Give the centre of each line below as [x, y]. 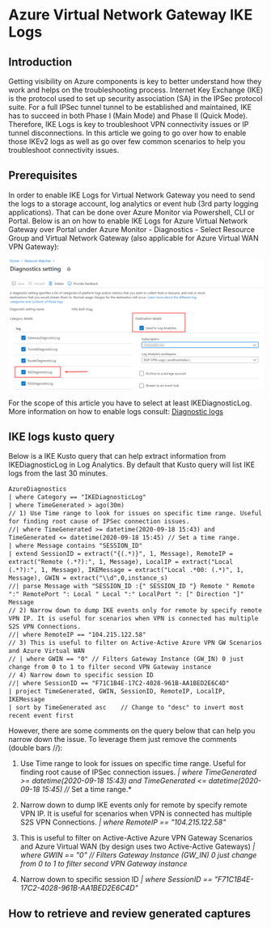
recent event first [41, 716]
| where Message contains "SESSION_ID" [76, 546]
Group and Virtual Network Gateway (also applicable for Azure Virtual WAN [133, 238]
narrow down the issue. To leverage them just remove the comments [123, 739]
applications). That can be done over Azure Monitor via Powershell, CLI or [131, 212]
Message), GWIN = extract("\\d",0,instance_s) [88, 578]
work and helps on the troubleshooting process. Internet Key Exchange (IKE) [136, 90]
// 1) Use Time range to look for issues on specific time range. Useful [135, 514]
